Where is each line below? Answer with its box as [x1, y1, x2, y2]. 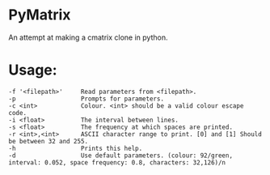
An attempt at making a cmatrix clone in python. [8, 32, 168, 42]
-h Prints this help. [8, 144, 143, 152]
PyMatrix [8, 6, 71, 24]
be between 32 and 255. [8, 137, 89, 145]
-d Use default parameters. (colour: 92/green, [8, 152, 233, 160]
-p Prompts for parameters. [8, 95, 164, 103]
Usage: [8, 61, 58, 79]
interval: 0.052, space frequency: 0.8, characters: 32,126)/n [8, 158, 226, 167]
